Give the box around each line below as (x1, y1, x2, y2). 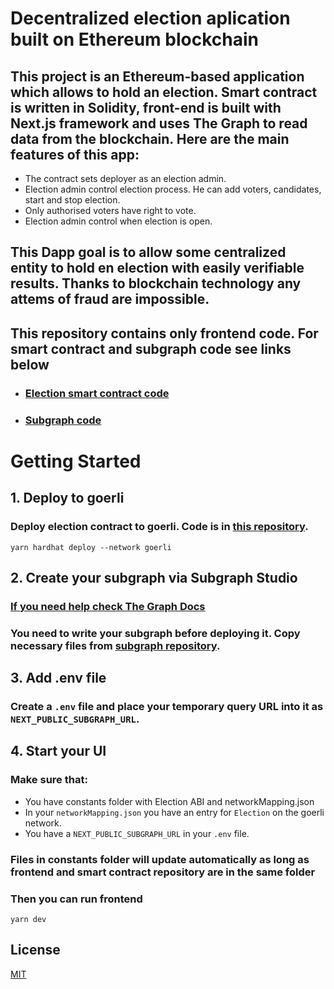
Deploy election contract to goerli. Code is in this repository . (10, 520, 309, 534)
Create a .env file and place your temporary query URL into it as (10, 700, 324, 714)
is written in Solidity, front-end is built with (10, 99, 282, 116)
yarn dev (10, 914, 47, 924)
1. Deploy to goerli (10, 490, 125, 507)
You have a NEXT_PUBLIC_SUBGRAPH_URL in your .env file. (24, 827, 250, 839)
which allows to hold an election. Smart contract (10, 83, 318, 101)
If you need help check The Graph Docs (10, 599, 206, 613)
